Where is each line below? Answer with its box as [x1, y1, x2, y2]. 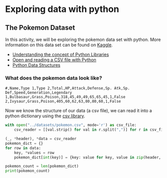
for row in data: [5, 146, 41, 151]
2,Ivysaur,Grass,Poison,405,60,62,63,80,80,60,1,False [5, 99, 121, 104]
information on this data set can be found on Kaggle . [5, 42, 113, 48]
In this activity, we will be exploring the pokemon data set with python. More [5, 36, 161, 42]
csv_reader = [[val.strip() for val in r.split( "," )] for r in [14, 127, 148, 133]
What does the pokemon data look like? [5, 74, 102, 81]
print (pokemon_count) [5, 169, 50, 174]
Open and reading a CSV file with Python [12, 57, 96, 63]
